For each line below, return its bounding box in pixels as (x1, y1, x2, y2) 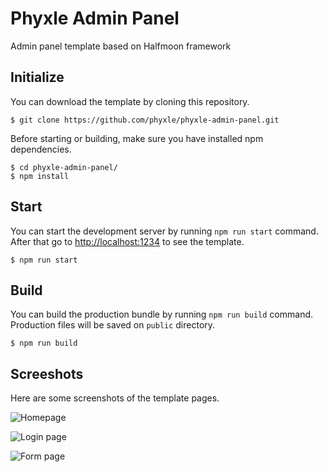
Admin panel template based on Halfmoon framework (10, 40, 232, 52)
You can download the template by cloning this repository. (10, 95, 250, 107)
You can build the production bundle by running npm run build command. (10, 308, 314, 321)
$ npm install (10, 171, 70, 181)
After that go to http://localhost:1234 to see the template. (10, 235, 245, 247)
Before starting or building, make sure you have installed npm (10, 132, 264, 144)
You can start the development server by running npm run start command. (10, 225, 319, 237)
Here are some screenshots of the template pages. (10, 392, 220, 404)
